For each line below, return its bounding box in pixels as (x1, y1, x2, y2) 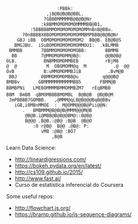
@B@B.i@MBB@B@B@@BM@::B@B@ (24, 113, 93, 119)
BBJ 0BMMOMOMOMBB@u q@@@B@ (8, 74, 119, 80)
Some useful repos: (6, 193, 54, 200)
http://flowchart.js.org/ (14, 204, 70, 211)
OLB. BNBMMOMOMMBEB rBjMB (6, 58, 119, 64)
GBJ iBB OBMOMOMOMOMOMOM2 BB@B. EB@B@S (17, 37, 121, 43)
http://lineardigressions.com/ (14, 156, 87, 163)
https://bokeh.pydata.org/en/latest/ (14, 162, 102, 169)
